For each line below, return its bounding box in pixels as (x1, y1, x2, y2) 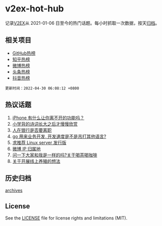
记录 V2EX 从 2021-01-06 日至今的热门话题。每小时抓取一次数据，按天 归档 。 (5, 20, 160, 26)
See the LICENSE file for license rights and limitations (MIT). (5, 215, 128, 221)
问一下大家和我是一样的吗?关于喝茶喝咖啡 (12, 152, 98, 158)
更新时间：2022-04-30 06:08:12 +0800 (5, 85, 79, 91)
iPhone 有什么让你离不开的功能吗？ (12, 115, 85, 121)
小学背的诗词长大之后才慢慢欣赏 (12, 121, 78, 127)
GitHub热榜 (12, 50, 36, 56)
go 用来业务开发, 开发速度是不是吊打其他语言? (12, 133, 107, 139)
